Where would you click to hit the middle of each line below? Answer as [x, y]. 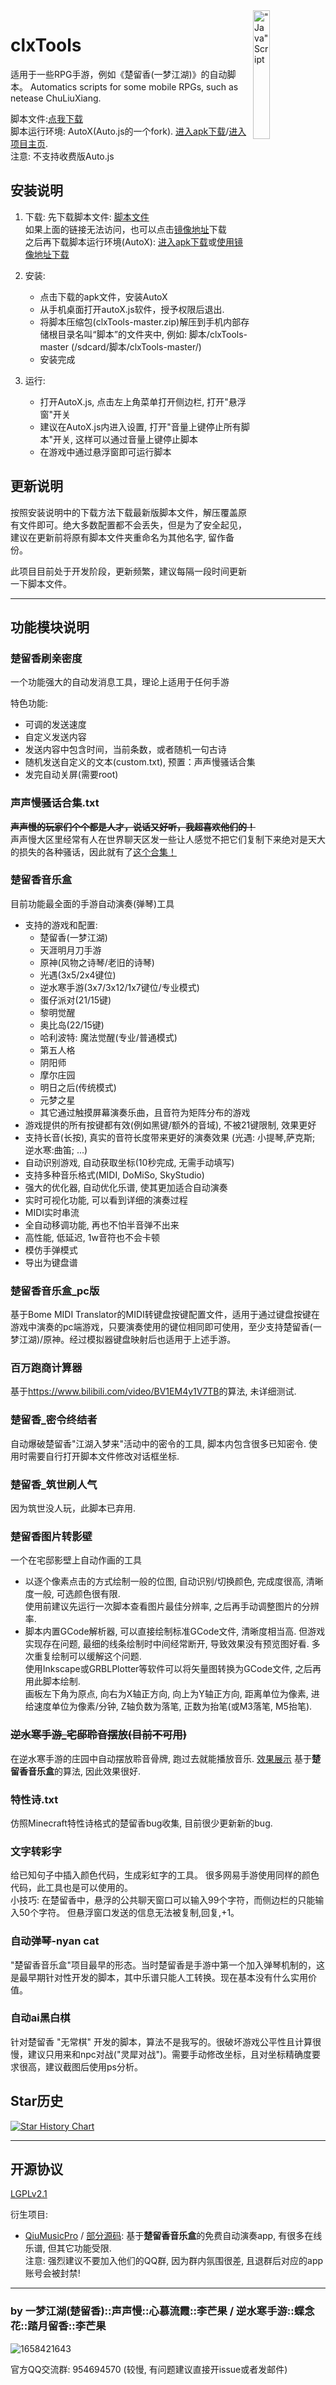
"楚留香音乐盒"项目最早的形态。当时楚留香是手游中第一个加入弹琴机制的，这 [168, 1965]
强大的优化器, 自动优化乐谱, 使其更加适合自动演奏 [126, 1187]
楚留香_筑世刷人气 [54, 1484]
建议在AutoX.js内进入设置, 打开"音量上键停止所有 [140, 426]
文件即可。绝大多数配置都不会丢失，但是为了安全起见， [132, 525]
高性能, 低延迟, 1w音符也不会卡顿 [92, 1237]
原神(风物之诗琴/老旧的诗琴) [97, 962]
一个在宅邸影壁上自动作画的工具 [76, 1560]
